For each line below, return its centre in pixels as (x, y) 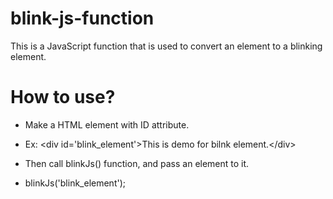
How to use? (63, 97)
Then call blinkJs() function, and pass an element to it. (137, 163)
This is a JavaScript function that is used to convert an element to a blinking (166, 46)
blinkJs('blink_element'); (75, 183)
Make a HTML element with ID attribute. (107, 124)
